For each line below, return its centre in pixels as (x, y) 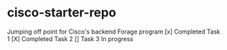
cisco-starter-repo (62, 13)
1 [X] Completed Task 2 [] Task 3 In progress (70, 38)
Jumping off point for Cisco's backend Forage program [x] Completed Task (114, 32)
